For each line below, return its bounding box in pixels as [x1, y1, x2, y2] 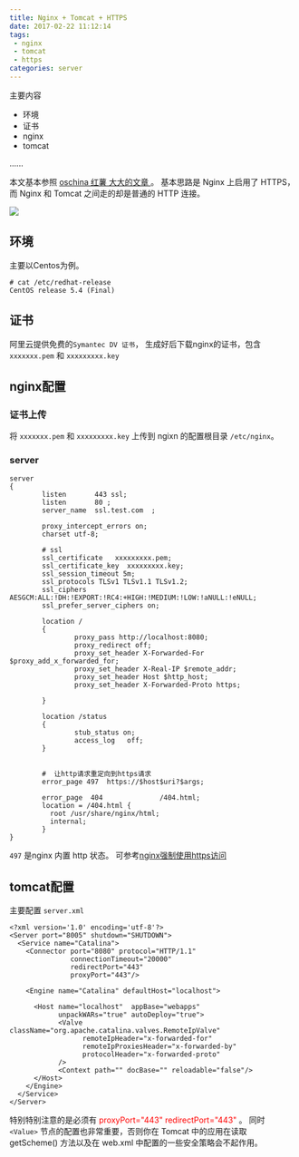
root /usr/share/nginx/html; [49, 809, 160, 819]
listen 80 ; [42, 498, 111, 508]
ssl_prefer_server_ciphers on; [42, 601, 160, 610]
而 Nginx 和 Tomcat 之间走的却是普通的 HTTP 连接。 [9, 188, 206, 199]
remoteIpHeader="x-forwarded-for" [82, 1035, 213, 1044]
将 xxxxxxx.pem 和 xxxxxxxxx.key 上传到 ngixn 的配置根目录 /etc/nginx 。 [9, 431, 279, 442]
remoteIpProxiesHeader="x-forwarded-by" [82, 1042, 237, 1052]
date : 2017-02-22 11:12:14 [9, 22, 111, 31]
